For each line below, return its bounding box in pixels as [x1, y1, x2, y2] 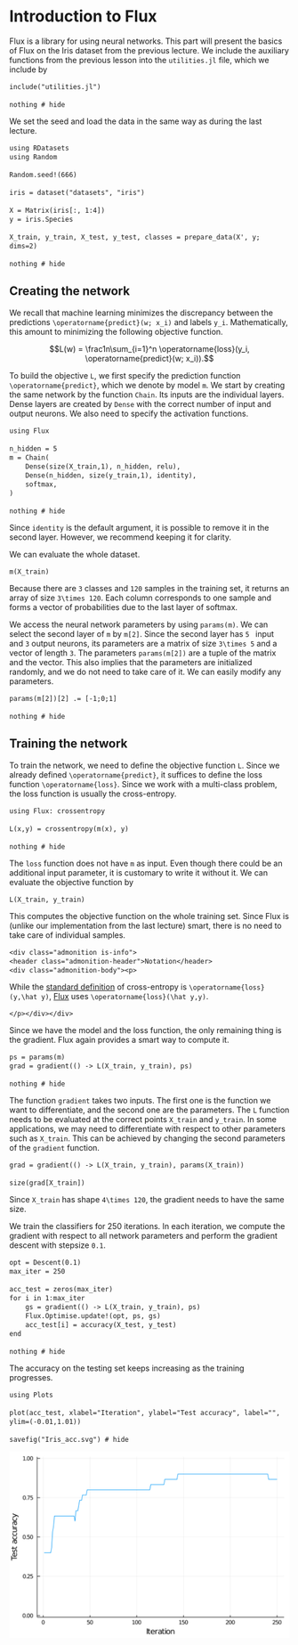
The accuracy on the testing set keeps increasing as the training [9, 1363, 245, 1373]
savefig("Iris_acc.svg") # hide [9, 1435, 129, 1444]
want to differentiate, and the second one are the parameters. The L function [9, 1104, 290, 1115]
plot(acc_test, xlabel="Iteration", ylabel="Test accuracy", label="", [9, 1408, 280, 1417]
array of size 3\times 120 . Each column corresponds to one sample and [9, 592, 272, 603]
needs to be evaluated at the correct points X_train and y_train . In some [9, 1113, 278, 1124]
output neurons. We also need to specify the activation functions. [9, 408, 249, 419]
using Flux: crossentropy [9, 806, 105, 816]
